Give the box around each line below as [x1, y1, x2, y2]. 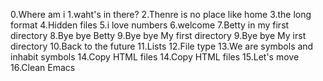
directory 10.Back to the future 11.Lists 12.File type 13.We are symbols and [10, 40, 314, 52]
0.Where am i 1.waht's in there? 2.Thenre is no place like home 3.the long [10, 9, 312, 20]
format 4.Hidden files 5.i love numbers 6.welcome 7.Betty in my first [10, 19, 290, 31]
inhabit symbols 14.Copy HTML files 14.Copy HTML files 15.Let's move [10, 51, 300, 63]
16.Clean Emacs [10, 62, 76, 73]
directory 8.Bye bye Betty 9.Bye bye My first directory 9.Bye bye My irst [10, 30, 307, 41]
